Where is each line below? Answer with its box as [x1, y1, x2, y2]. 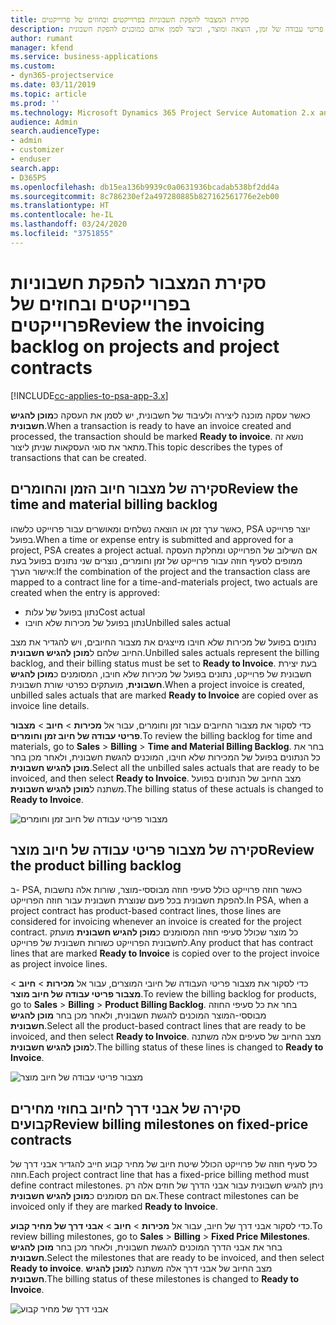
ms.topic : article [10, 89, 87, 99]
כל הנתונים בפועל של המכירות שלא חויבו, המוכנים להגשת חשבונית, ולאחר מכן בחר [10, 751, 321, 763]
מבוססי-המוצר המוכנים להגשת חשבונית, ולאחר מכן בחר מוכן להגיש [10, 1009, 267, 1021]
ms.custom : [10, 61, 56, 71]
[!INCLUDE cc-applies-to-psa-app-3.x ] [10, 389, 169, 401]
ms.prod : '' [10, 98, 60, 108]
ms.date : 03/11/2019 [10, 80, 97, 90]
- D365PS [10, 172, 47, 183]
